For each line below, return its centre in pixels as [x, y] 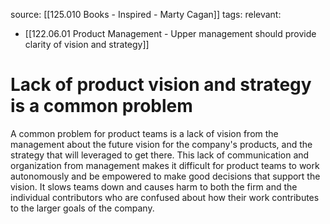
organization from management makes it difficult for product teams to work [165, 165]
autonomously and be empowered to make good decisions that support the [165, 176]
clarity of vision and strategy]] [87, 44]
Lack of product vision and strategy [161, 85]
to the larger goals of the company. [82, 208]
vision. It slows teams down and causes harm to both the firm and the [154, 186]
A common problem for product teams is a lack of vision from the [144, 133]
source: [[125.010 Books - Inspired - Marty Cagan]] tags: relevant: [146, 14]
